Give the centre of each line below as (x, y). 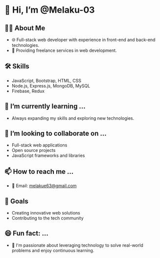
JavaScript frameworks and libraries (48, 155)
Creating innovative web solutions (46, 213)
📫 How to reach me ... (39, 171)
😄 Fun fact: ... (26, 233)
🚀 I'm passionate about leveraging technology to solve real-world (77, 245)
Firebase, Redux (28, 91)
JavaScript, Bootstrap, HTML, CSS (46, 81)
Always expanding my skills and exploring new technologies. (73, 118)
